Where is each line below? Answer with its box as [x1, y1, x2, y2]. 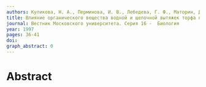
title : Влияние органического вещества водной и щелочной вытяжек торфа [6, 15, 196, 21]
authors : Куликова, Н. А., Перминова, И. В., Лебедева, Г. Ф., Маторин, [6, 9, 196, 15]
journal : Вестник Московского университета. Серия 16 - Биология [6, 20, 180, 26]
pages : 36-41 [6, 32, 40, 38]
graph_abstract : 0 [6, 43, 53, 50]
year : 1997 [6, 26, 34, 32]
